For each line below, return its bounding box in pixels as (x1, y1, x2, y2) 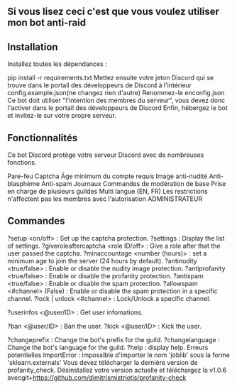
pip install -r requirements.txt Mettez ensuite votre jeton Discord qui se (7, 74, 214, 82)
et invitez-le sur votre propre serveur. (7, 111, 117, 120)
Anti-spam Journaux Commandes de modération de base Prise (41, 180, 226, 188)
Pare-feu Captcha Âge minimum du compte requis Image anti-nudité (7, 172, 208, 180)
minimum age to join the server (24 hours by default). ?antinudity (7, 256, 197, 265)
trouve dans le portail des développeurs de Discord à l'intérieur (7, 81, 192, 89)
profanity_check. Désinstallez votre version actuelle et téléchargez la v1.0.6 (7, 366, 227, 374)
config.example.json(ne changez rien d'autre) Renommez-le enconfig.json (7, 89, 225, 97)
